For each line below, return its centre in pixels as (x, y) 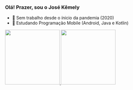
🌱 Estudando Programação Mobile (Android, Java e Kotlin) (70, 23)
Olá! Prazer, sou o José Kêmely (42, 7)
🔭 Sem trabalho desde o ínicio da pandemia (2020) (63, 18)
